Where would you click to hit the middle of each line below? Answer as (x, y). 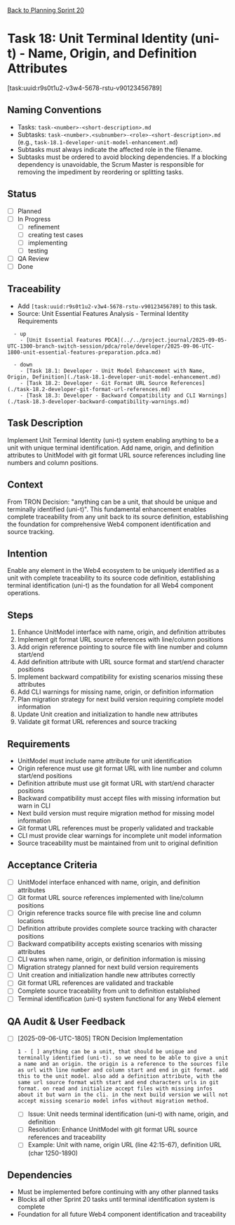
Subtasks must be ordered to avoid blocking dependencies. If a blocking (122, 157)
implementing (48, 243)
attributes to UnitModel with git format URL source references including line (116, 455)
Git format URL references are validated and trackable (95, 983)
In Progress (34, 219)
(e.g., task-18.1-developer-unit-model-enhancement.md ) (98, 142)
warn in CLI (34, 806)
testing (38, 250)
